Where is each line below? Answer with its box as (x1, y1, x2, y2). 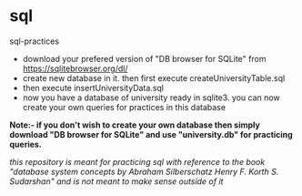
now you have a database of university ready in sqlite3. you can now (22, 92, 280, 103)
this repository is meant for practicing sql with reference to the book (9, 156, 266, 167)
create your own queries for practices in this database (22, 101, 226, 112)
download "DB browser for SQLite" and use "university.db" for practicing (9, 129, 293, 139)
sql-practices (9, 36, 60, 46)
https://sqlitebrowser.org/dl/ (22, 63, 128, 74)
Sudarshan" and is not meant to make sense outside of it (9, 175, 224, 187)
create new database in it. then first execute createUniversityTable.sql (22, 72, 286, 83)
